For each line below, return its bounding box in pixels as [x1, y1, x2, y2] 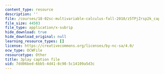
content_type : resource [5, 7, 54, 12]
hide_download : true [5, 30, 47, 35]
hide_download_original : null [5, 35, 67, 39]
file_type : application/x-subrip [5, 25, 73, 30]
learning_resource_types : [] [5, 39, 64, 44]
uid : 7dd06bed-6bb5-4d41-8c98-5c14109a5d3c [5, 61, 95, 66]
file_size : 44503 [5, 20, 41, 26]
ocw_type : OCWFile [5, 48, 42, 53]
